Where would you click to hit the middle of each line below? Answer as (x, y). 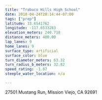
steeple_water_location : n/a (35, 74)
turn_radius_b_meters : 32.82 (35, 65)
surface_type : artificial (32, 51)
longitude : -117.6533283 (31, 28)
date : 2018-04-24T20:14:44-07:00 (39, 14)
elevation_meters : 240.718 (33, 33)
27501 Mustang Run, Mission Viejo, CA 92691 (51, 92)
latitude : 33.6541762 (27, 23)
